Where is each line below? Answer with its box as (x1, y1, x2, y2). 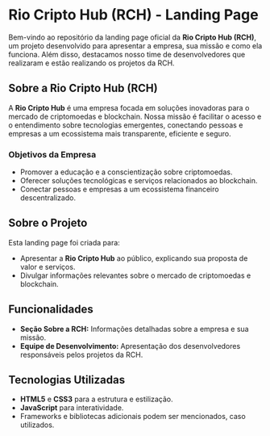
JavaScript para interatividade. (19, 403, 124, 413)
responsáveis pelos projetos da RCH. (19, 350, 143, 359)
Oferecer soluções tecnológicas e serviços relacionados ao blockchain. (19, 176, 258, 186)
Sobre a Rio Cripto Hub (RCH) (8, 82, 159, 95)
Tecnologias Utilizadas (8, 373, 126, 387)
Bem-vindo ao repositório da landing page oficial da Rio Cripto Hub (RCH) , (8, 32, 256, 42)
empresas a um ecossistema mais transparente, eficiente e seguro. (8, 128, 231, 138)
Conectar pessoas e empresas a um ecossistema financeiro (19, 184, 219, 195)
